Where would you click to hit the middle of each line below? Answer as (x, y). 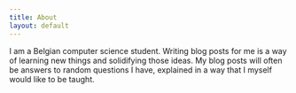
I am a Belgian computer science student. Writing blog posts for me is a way (148, 50)
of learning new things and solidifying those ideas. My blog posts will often (146, 60)
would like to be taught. (52, 79)
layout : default (39, 26)
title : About (33, 17)
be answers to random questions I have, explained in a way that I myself (141, 70)
